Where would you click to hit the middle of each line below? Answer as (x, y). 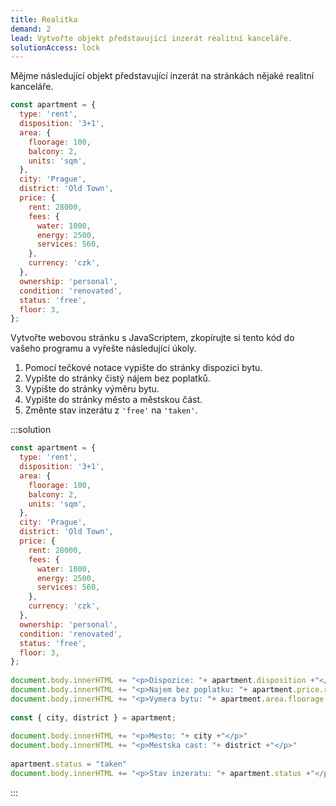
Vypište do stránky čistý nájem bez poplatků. (117, 378)
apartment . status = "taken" (69, 764)
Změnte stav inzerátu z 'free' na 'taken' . (111, 410)
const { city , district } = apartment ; (93, 717)
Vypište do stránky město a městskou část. (113, 400)
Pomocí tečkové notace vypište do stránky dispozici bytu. (143, 368)
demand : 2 (31, 29)
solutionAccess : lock (55, 47)
